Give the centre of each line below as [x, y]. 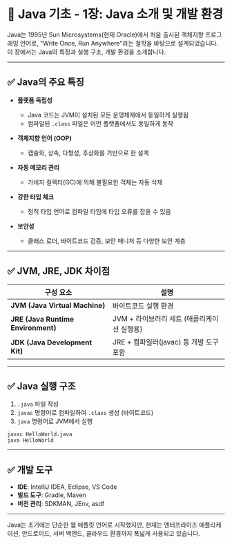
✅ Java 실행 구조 [41, 386]
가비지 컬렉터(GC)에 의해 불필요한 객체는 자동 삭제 [95, 182]
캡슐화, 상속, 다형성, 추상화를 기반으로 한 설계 [88, 153]
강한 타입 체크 [35, 197]
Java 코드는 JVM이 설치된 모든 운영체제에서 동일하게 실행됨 [108, 115]
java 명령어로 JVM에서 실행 [55, 421]
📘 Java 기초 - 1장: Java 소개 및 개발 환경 [115, 14]
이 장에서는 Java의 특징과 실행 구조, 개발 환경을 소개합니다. [87, 52]
